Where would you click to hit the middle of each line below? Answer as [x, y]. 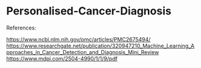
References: [21, 28]
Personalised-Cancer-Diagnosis [89, 11]
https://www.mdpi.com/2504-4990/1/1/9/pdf [62, 58]
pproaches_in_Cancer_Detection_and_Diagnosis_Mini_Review [83, 52]
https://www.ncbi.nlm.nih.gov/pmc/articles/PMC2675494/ [78, 39]
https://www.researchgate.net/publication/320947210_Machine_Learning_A [101, 46]
